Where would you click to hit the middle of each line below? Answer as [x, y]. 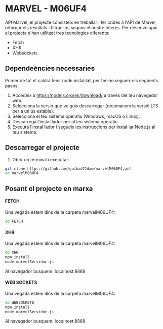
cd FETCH [14, 221]
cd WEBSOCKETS [20, 302]
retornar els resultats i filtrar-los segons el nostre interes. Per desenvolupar [81, 27]
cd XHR [12, 252]
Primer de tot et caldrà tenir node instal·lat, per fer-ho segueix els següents [81, 80]
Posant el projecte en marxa [49, 188]
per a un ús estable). [33, 111]
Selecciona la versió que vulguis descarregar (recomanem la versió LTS [85, 106]
